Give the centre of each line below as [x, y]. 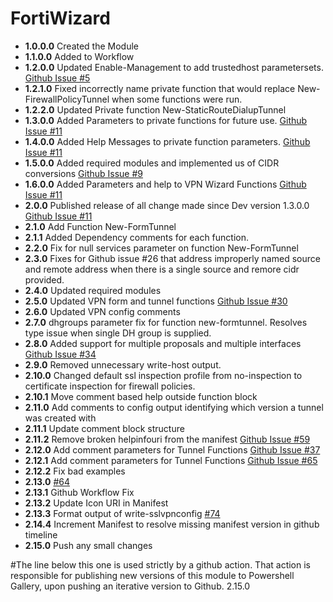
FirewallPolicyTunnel [67, 99]
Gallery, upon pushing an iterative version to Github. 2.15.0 [130, 586]
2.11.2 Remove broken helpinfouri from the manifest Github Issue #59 [167, 439]
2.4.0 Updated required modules [93, 290]
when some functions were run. [177, 99]
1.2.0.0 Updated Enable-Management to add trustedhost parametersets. [174, 67]
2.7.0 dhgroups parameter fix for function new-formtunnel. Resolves [166, 322]
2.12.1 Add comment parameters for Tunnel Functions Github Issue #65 [171, 460]
